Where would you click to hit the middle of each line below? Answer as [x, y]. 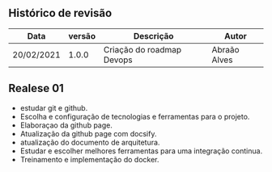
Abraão [226, 49]
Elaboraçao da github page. [66, 125]
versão [82, 36]
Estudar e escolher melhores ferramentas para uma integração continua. [141, 151]
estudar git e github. [54, 107]
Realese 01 [36, 88]
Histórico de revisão [60, 13]
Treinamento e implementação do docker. [89, 159]
